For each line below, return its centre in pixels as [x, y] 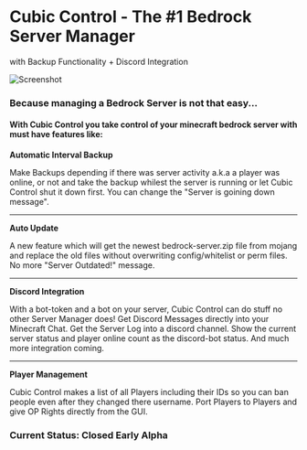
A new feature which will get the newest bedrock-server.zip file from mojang [153, 246]
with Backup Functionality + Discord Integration [99, 61]
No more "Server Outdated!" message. [82, 265]
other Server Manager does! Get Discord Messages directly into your [139, 319]
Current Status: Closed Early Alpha [89, 434]
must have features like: [56, 134]
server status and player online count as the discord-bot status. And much [149, 338]
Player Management [49, 375]
